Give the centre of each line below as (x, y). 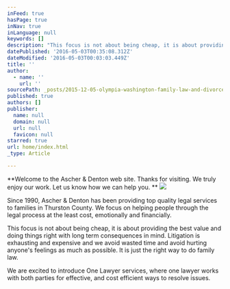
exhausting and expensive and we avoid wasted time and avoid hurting (107, 242)
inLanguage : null (32, 33)
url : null (27, 128)
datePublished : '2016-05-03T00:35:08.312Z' (70, 52)
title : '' (21, 64)
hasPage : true (27, 20)
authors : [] (24, 103)
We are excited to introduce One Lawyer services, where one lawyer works (113, 271)
